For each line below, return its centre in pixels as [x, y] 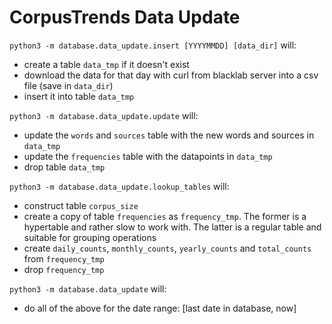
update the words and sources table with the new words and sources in [169, 135]
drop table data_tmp [64, 167]
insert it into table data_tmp [79, 96]
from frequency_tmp [64, 258]
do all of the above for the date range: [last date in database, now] [160, 308]
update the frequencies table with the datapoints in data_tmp [148, 156]
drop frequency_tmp [64, 269]
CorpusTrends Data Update [125, 17]
